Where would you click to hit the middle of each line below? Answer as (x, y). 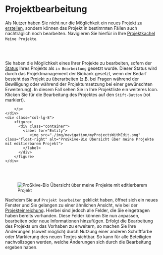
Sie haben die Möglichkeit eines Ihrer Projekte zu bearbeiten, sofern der (79, 63)
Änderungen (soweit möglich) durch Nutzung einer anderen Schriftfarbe (79, 231)
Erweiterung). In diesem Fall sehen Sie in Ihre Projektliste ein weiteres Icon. (82, 89)
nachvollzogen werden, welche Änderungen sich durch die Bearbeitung (78, 242)
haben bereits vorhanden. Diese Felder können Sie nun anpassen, (72, 215)
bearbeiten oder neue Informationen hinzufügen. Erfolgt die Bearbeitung (79, 221)
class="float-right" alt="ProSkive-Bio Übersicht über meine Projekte (80, 139)
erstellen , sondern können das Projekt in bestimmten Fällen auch (71, 28)
